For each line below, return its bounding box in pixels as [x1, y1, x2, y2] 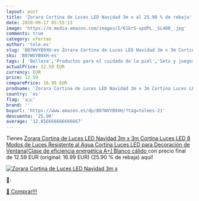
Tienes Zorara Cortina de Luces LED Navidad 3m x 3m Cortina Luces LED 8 [6, 135, 191, 142]
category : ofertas [6, 36, 52, 42]
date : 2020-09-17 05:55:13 [6, 20, 73, 25]
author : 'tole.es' [6, 42, 52, 48]
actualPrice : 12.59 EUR [6, 63, 65, 70]
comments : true [6, 31, 44, 37]
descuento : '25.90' [6, 113, 54, 119]
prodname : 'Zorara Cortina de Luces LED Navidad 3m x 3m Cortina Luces [6, 86, 187, 92]
